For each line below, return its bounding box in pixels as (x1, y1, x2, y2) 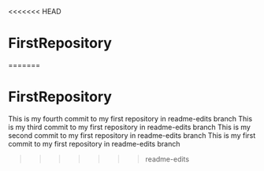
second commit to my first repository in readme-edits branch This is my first (8, 130, 256, 140)
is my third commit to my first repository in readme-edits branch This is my (8, 122, 251, 132)
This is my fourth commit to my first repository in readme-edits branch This (8, 113, 253, 123)
